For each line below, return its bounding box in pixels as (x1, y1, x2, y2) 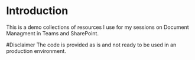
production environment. (6, 47, 66, 54)
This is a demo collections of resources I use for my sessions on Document (6, 24, 189, 31)
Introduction (6, 4, 69, 18)
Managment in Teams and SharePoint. (6, 29, 99, 36)
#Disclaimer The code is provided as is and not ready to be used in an (6, 41, 177, 48)
